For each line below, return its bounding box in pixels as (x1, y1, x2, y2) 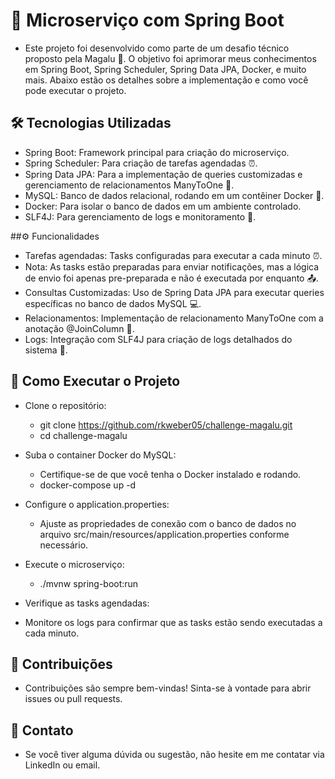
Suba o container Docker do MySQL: (24, 449, 177, 461)
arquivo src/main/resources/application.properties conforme (39, 528, 290, 540)
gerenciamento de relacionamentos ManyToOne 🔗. (24, 179, 235, 191)
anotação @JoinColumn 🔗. (24, 322, 135, 334)
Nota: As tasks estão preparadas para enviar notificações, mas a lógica (24, 260, 320, 273)
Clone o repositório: (24, 399, 107, 411)
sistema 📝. (24, 344, 68, 356)
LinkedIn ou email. (24, 759, 101, 771)
